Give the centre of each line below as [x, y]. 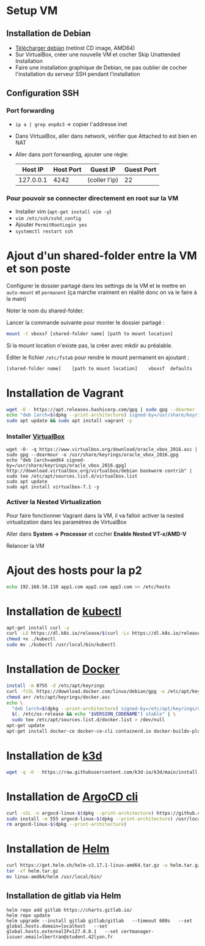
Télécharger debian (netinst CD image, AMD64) [75, 48]
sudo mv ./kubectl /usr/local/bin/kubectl [61, 645]
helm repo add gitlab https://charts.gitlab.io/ [69, 910]
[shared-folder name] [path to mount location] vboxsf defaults [99, 368]
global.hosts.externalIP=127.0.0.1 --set [63, 931]
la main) [16, 298]
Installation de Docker [63, 669]
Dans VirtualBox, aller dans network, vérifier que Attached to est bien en [106, 136]
